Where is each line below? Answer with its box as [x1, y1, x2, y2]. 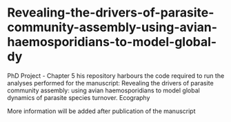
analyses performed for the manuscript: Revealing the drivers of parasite [7, 79, 214, 87]
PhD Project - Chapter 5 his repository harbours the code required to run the [7, 71, 225, 80]
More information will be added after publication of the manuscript [7, 107, 196, 115]
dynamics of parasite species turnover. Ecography [7, 93, 150, 101]
